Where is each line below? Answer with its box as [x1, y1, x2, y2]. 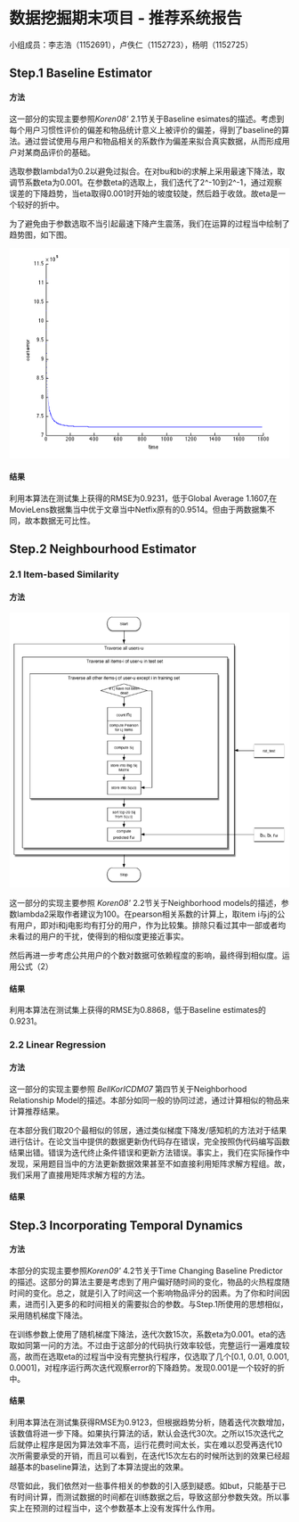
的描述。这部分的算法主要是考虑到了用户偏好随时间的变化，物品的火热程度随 [9, 1276, 290, 1287]
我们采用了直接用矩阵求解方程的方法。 [9, 1169, 149, 1180]
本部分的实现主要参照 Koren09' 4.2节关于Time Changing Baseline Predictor [9, 1265, 283, 1276]
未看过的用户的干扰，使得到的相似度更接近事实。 [9, 931, 189, 942]
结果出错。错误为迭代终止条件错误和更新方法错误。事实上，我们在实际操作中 [9, 1147, 290, 1157]
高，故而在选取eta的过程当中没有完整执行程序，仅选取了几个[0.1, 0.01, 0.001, [9, 1351, 289, 1362]
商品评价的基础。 [32, 146, 95, 157]
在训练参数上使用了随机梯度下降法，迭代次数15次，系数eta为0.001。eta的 [9, 1329, 279, 1339]
